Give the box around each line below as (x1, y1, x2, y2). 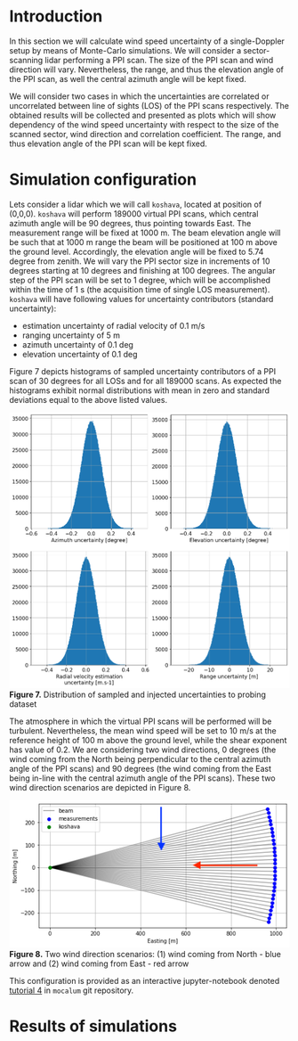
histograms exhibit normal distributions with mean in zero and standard (9, 385, 270, 396)
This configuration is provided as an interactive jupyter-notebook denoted (9, 976, 280, 987)
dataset (9, 698, 37, 709)
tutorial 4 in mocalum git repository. (9, 985, 134, 996)
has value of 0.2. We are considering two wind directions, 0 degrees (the (9, 744, 277, 755)
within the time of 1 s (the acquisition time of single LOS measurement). (9, 283, 270, 295)
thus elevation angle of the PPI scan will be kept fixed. (9, 138, 207, 149)
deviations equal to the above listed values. (9, 394, 167, 405)
